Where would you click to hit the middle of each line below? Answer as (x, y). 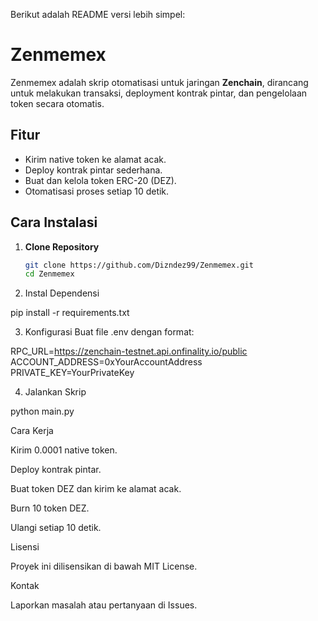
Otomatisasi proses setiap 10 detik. (97, 191)
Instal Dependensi (62, 293)
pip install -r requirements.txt (70, 313)
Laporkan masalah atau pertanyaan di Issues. (104, 605)
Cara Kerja (32, 431)
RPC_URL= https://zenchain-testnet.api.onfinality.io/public (129, 351)
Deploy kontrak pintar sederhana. (93, 170)
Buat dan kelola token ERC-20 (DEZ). (100, 180)
